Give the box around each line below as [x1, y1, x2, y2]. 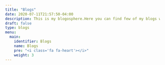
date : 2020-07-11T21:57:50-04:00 [5, 12, 74, 17]
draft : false [5, 21, 32, 26]
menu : [5, 30, 16, 35]
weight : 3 [14, 52, 34, 58]
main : [9, 35, 21, 40]
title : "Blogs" [5, 7, 36, 12]
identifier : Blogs [14, 39, 52, 44]
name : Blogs [14, 43, 38, 48]
